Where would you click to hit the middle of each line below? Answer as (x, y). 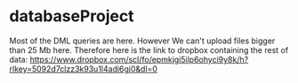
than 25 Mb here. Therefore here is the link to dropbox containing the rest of (149, 49)
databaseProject (72, 16)
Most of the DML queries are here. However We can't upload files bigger (142, 41)
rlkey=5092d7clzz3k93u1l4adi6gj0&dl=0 (84, 69)
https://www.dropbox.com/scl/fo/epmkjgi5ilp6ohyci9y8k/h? (139, 59)
